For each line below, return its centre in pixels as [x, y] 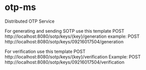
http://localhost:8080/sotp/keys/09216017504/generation [64, 41]
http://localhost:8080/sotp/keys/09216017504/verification [65, 62]
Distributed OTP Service [30, 21]
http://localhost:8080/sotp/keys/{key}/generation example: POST [72, 36]
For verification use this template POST [45, 51]
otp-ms [20, 7]
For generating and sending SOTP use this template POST [64, 31]
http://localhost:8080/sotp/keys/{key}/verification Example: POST [73, 56]
